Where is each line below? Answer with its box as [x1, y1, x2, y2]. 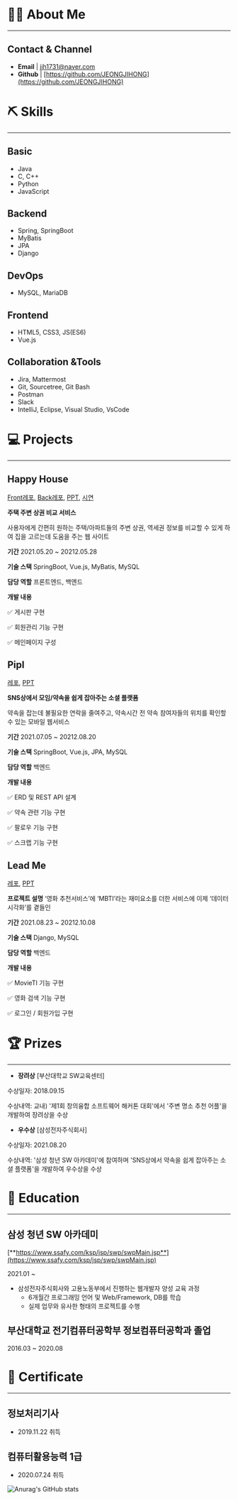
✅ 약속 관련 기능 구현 [7, 808, 66, 816]
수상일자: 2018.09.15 [7, 1086, 65, 1095]
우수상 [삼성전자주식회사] [17, 1126, 87, 1134]
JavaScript [17, 187, 50, 195]
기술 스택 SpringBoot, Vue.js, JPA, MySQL [7, 748, 128, 756]
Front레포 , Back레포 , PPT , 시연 [7, 493, 94, 502]
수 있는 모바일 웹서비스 [7, 718, 70, 726]
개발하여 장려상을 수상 [7, 1111, 69, 1119]
